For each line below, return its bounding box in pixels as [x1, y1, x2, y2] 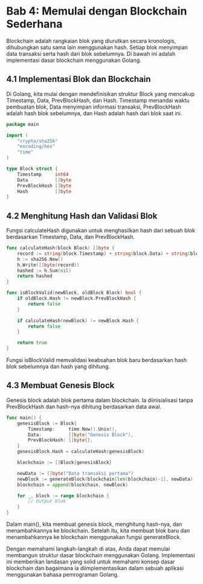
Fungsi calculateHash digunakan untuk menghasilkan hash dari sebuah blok [6, 227, 195, 234]
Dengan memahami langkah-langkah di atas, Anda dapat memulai [6, 545, 170, 552]
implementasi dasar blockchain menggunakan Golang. [6, 56, 142, 64]
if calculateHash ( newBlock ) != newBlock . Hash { [17, 317, 139, 324]
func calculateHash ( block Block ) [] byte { [6, 245, 115, 251]
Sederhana [6, 17, 63, 31]
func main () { [6, 414, 42, 421]
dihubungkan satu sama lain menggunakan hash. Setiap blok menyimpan [6, 44, 188, 51]
